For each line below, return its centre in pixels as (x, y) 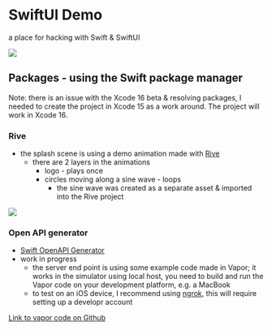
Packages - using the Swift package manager (126, 78)
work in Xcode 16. (38, 114)
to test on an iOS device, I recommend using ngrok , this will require (145, 294)
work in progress (48, 259)
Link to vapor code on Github (57, 318)
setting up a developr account (82, 302)
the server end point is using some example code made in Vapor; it (144, 268)
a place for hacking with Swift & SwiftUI (74, 37)
